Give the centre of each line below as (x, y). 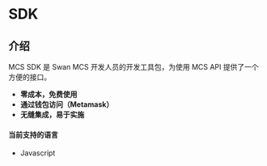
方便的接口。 (30, 77)
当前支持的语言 (33, 134)
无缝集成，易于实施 (52, 115)
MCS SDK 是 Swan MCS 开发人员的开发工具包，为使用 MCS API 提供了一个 (133, 67)
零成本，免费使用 (49, 94)
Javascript (38, 153)
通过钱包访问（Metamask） (67, 104)
